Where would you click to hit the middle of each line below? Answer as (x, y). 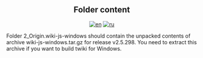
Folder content (102, 10)
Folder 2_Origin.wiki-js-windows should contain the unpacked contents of (98, 36)
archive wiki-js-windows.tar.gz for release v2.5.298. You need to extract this (101, 42)
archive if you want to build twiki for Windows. (64, 48)
